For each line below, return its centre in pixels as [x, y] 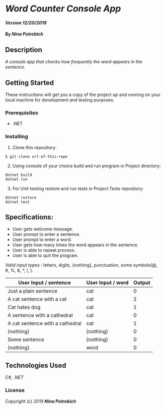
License [15, 390]
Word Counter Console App [63, 9]
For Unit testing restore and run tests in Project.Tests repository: [78, 188]
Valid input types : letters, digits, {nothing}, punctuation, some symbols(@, [81, 265]
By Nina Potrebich [24, 34]
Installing [17, 136]
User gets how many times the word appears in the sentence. [75, 245]
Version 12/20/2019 [26, 22]
